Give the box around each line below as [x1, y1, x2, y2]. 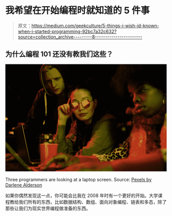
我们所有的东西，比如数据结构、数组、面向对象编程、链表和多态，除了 [18, 199, 167, 205]
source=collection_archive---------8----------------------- [17, 34, 142, 40]
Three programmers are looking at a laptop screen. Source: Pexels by [5, 177, 152, 183]
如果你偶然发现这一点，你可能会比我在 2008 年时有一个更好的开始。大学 [5, 192, 158, 199]
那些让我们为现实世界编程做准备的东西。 [5, 205, 91, 211]
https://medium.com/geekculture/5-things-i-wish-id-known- [31, 23, 160, 29]
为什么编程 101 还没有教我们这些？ [5, 50, 114, 59]
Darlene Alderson [5, 182, 42, 188]
